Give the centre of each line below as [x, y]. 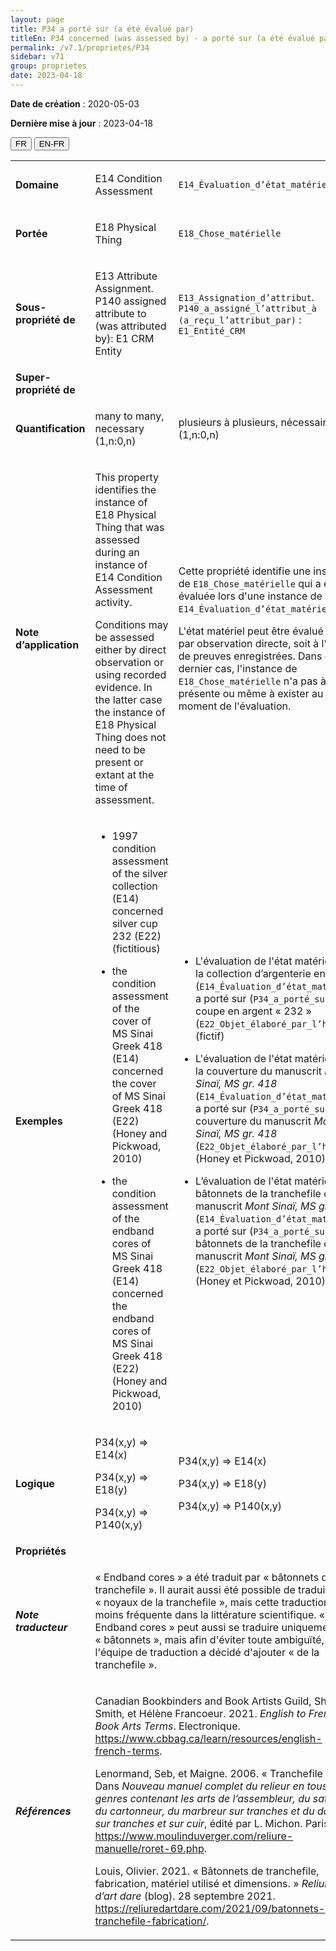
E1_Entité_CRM [212, 330]
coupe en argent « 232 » [253, 1011]
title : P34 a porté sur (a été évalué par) [102, 29]
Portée [31, 233]
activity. [113, 602]
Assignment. [124, 288]
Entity [108, 351]
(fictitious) [136, 948]
